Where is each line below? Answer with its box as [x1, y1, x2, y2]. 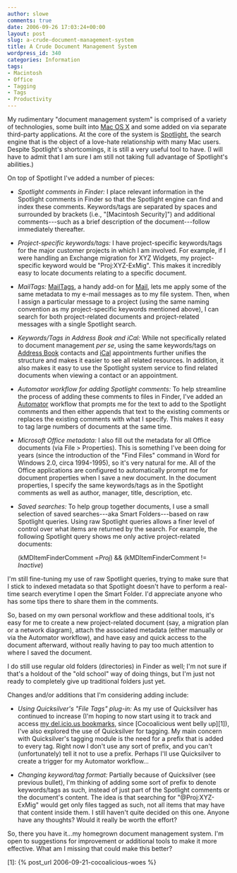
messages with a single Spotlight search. [17, 320, 138, 328]
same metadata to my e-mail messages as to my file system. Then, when [17, 290, 230, 298]
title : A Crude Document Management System [7, 43, 138, 50]
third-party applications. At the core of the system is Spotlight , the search [7, 130, 221, 138]
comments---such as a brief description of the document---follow [17, 218, 210, 226]
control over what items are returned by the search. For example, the [17, 525, 218, 533]
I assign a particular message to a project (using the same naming [17, 297, 209, 306]
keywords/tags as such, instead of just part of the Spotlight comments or [17, 785, 230, 794]
